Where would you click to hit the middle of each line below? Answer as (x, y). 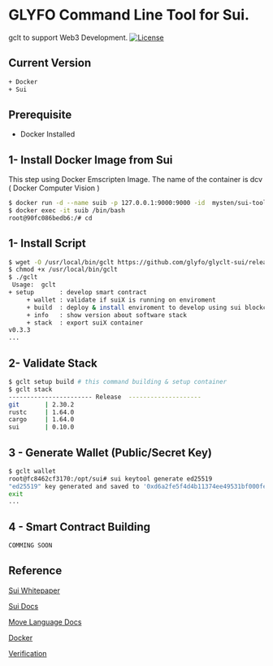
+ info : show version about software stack (106, 315)
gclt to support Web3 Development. (68, 37)
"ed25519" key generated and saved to (74, 486)
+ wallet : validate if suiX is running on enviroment (121, 300)
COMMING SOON (30, 546)
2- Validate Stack (53, 363)
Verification (28, 653)
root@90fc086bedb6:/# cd (50, 218)
